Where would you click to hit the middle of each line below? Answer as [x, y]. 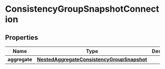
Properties [22, 37]
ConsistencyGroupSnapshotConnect [82, 9]
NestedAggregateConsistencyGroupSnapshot [92, 59]
